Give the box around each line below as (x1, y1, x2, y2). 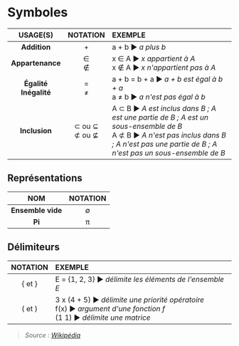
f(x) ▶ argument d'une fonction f (55, 303, 166, 313)
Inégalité (21, 87, 51, 97)
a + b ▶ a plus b (112, 42, 166, 52)
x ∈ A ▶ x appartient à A (112, 53, 196, 63)
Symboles (7, 4, 68, 21)
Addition (21, 42, 51, 52)
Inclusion (20, 125, 52, 135)
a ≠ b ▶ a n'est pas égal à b (112, 92, 206, 102)
